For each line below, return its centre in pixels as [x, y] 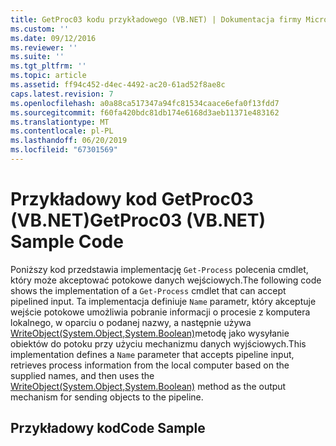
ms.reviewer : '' [44, 47]
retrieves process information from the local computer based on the [150, 365]
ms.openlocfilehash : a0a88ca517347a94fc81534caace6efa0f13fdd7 [145, 103]
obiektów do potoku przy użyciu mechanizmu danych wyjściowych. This [158, 343]
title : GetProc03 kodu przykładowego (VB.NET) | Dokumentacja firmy [156, 19]
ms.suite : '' [37, 57]
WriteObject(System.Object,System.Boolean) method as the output [148, 386]
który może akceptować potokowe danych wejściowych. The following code [166, 280]
